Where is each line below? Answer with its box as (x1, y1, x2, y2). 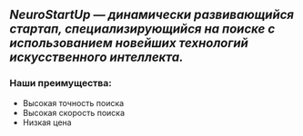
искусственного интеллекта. (9, 50, 184, 65)
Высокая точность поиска (22, 97, 125, 108)
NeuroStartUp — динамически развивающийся (9, 7, 294, 23)
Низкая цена (22, 117, 72, 128)
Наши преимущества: (9, 77, 112, 90)
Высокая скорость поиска (22, 107, 126, 118)
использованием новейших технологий (9, 35, 248, 51)
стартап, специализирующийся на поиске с (9, 22, 276, 37)
